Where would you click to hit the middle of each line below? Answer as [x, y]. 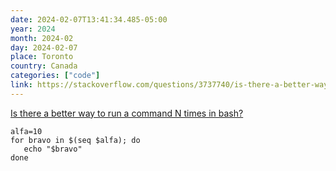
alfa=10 [26, 131]
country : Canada [44, 66]
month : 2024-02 [42, 38]
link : [21, 85]
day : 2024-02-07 [44, 47]
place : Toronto [42, 57]
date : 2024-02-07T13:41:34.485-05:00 [89, 19]
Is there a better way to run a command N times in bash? [127, 113]
